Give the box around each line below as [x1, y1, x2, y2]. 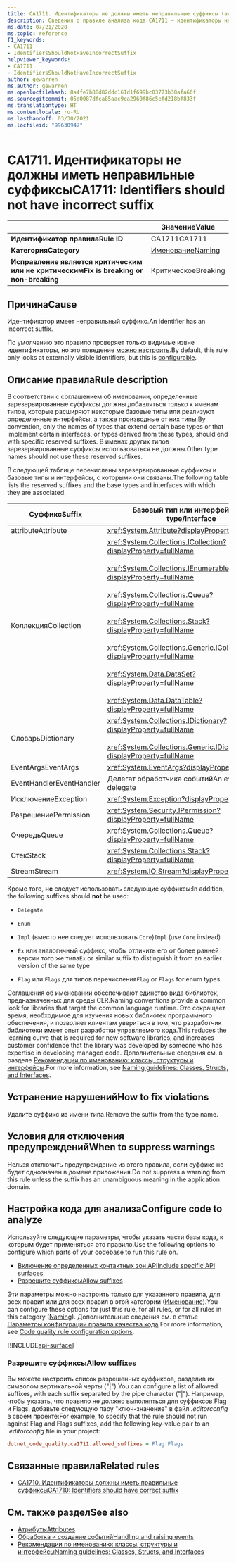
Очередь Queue [11, 830, 63, 840]
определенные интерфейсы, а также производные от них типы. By [7, 415, 206, 423]
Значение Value [161, 222, 216, 232]
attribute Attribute [11, 526, 67, 536]
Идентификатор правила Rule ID [11, 234, 124, 244]
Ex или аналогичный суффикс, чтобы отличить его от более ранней [17, 946, 219, 955]
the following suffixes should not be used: [7, 892, 129, 900]
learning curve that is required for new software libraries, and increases [7, 1034, 214, 1042]
